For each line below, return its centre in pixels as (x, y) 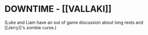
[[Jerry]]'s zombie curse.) (31, 27)
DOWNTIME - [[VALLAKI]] (58, 9)
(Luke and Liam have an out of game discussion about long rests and (74, 22)
